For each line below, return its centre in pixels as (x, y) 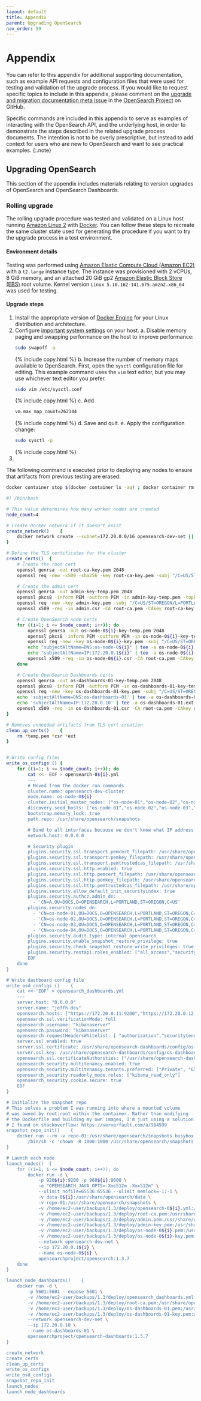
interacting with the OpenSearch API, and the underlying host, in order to (96, 125)
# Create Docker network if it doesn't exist (64, 525)
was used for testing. (32, 290)
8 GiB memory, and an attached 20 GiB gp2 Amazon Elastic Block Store (94, 277)
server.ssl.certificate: (48, 1047)
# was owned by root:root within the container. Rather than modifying (97, 1114)
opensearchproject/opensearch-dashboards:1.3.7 (88, 1337)
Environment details (32, 251)
